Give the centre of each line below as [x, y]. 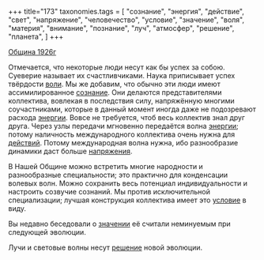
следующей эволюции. [47, 232]
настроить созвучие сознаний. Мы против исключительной [109, 192]
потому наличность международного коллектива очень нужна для [122, 134]
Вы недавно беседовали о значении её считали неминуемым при [119, 224]
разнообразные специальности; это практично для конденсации [118, 175]
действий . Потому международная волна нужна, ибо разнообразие [123, 143]
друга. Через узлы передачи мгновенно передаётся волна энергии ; [123, 126]
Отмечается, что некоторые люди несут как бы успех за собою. [117, 67]
